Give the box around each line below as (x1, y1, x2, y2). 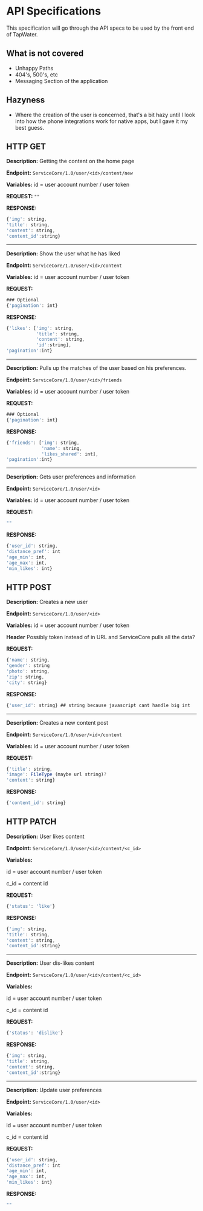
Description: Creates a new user (6, 599, 88, 606)
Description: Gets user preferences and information (6, 473, 136, 480)
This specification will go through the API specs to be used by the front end (6, 24, 195, 32)
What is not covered (6, 49, 84, 59)
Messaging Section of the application (14, 77, 108, 84)
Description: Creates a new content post (6, 719, 109, 726)
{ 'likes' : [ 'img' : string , (6, 325, 74, 331)
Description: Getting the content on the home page (6, 158, 135, 165)
